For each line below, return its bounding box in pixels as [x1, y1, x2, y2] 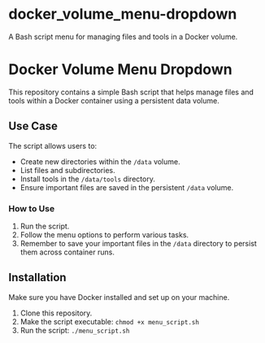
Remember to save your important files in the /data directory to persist [20, 238, 258, 248]
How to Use [8, 202, 55, 214]
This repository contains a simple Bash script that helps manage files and [8, 87, 254, 97]
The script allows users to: [8, 141, 98, 150]
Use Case [8, 119, 59, 133]
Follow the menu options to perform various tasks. [20, 229, 189, 240]
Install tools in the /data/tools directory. [20, 174, 156, 184]
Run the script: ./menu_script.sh [20, 325, 130, 335]
